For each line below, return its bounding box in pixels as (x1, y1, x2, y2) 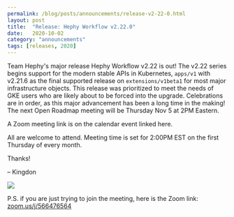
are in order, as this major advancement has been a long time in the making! (7, 99, 226, 107)
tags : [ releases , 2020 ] (7, 43, 77, 50)
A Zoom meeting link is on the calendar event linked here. (7, 120, 173, 128)
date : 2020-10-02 (7, 29, 64, 37)
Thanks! (7, 154, 31, 163)
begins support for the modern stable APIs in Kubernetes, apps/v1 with (7, 69, 211, 77)
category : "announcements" (7, 36, 86, 43)
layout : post (7, 17, 45, 24)
